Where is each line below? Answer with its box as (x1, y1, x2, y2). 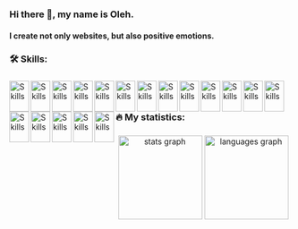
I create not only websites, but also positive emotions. (9, 30, 215, 41)
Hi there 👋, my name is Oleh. (9, 8, 134, 21)
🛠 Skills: (9, 53, 48, 65)
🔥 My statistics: (115, 111, 186, 123)
